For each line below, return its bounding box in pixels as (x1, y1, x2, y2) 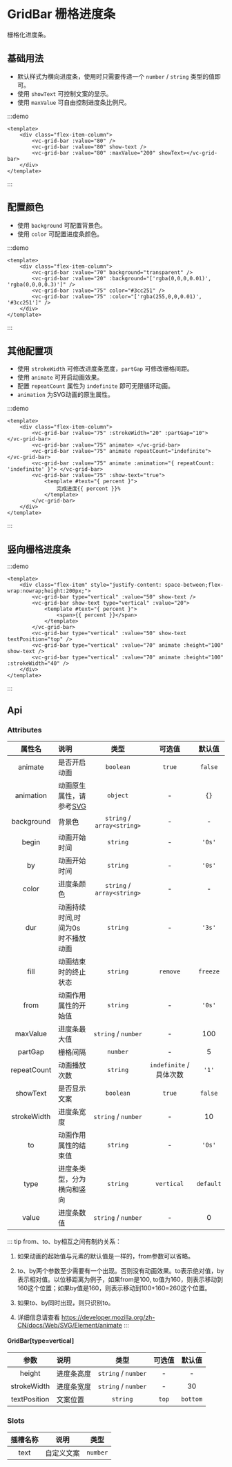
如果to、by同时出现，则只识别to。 (17, 1299, 115, 1307)
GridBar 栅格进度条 (7, 6, 116, 22)
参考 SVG (58, 801, 86, 811)
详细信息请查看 (17, 1313, 60, 1321)
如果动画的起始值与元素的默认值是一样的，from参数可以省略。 (17, 1252, 195, 1260)
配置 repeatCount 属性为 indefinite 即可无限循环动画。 (17, 382, 174, 390)
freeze (197, 967, 220, 975)
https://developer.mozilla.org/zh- (61, 1313, 155, 1321)
